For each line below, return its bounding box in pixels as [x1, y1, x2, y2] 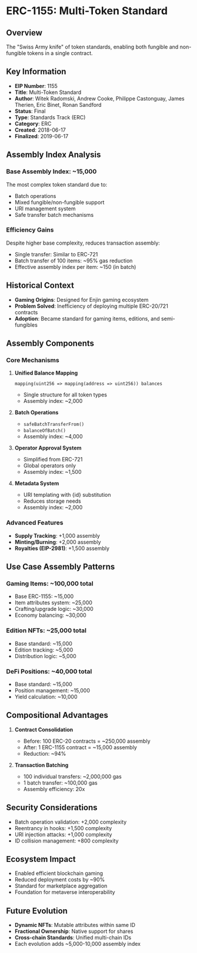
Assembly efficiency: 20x [23, 785, 85, 792]
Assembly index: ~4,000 [23, 433, 83, 440]
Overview [6, 28, 43, 38]
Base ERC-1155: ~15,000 [14, 593, 74, 600]
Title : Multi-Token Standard [14, 89, 81, 96]
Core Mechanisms [6, 356, 60, 364]
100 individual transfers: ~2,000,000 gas [23, 773, 122, 780]
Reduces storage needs [23, 497, 81, 505]
